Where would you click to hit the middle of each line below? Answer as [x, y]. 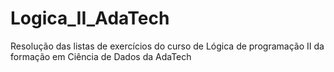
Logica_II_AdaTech [90, 18]
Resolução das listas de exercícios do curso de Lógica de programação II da [167, 46]
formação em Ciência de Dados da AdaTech [101, 56]
